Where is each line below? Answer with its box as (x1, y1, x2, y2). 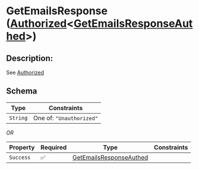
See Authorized (6, 69, 45, 76)
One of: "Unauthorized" (33, 114, 99, 122)
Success (9, 154, 31, 161)
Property (9, 143, 35, 151)
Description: (6, 53, 53, 63)
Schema (6, 86, 37, 96)
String (9, 114, 28, 121)
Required (40, 143, 67, 151)
